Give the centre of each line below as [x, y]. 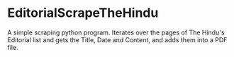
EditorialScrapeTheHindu [83, 13]
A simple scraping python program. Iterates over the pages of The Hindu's [116, 32]
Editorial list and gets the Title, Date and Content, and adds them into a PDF [117, 39]
